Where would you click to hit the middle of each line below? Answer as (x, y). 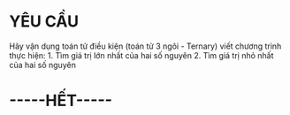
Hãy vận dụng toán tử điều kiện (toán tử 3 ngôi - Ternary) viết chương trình (145, 46)
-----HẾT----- (61, 101)
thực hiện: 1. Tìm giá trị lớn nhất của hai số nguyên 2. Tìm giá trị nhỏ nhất (141, 55)
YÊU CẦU (44, 22)
